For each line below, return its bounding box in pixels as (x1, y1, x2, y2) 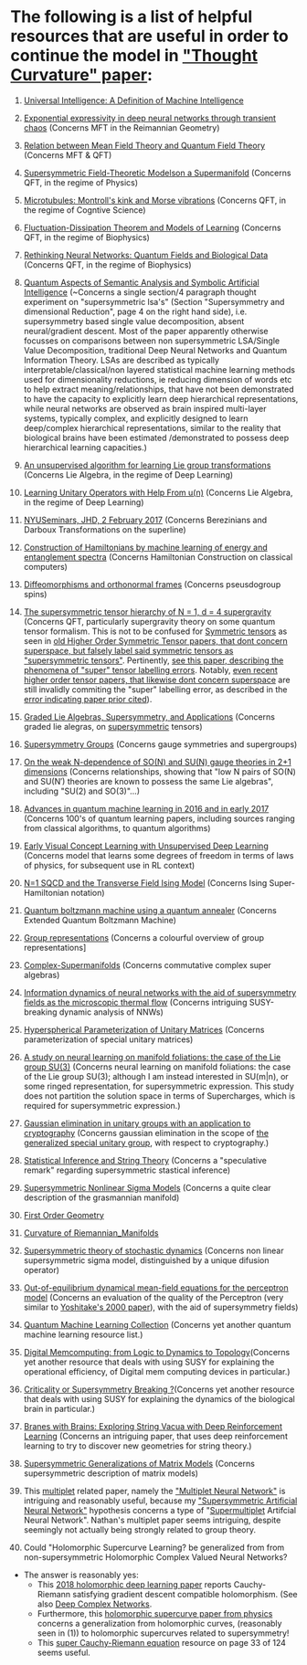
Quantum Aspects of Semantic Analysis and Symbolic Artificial (23, 277, 259, 288)
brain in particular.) (23, 1403, 95, 1414)
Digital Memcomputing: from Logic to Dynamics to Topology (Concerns (23, 1346, 291, 1357)
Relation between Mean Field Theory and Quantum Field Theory (23, 140, 266, 151)
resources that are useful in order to (10, 26, 289, 47)
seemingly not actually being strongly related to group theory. (23, 1523, 257, 1535)
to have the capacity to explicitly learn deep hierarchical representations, (23, 393, 299, 404)
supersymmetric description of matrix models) (23, 1468, 199, 1479)
